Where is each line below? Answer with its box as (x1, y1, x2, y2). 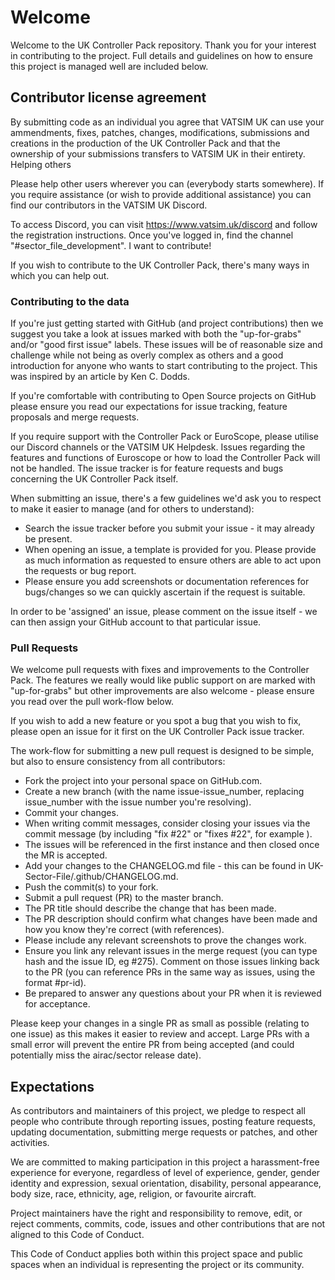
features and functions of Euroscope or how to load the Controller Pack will (10, 452, 321, 464)
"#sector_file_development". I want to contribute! (10, 239, 212, 251)
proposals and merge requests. (10, 411, 140, 423)
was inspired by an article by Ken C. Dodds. (10, 371, 190, 383)
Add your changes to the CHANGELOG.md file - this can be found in (24, 860, 307, 872)
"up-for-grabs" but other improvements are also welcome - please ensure (10, 685, 315, 697)
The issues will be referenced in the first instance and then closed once (24, 839, 320, 851)
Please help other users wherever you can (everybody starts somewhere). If (10, 177, 325, 190)
